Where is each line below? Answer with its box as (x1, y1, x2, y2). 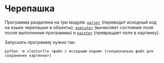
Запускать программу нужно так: (4, 39, 76, 45)
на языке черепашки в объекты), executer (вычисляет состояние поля (4, 24, 154, 30)
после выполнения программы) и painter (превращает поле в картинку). (4, 30, 160, 35)
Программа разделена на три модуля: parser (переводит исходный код (4, 19, 157, 25)
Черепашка (4, 3, 55, 14)
